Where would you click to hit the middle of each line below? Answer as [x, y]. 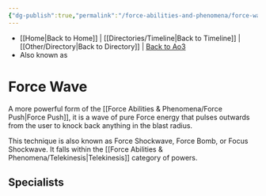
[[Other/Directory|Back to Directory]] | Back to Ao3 [103, 46]
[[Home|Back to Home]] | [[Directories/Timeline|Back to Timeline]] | [130, 38]
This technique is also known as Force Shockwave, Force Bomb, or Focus [128, 141]
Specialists [36, 182]
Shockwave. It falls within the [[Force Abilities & [86, 149]
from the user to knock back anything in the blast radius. [100, 125]
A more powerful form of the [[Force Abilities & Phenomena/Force [116, 108]
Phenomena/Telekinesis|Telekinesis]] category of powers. [103, 157]
